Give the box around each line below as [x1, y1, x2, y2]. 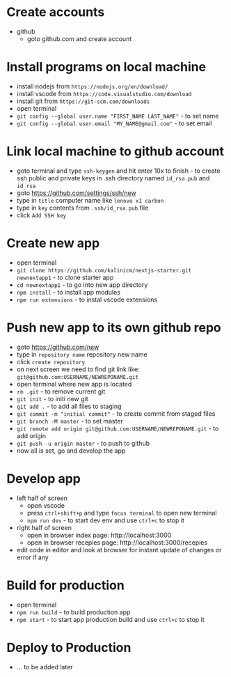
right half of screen [16, 523, 72, 531]
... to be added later [16, 662, 74, 671]
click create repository [16, 357, 85, 366]
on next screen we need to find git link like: [16, 365, 140, 373]
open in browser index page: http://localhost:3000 [26, 531, 172, 539]
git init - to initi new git [16, 394, 88, 403]
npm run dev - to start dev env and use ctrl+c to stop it [26, 516, 185, 524]
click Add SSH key [16, 210, 67, 219]
